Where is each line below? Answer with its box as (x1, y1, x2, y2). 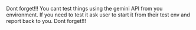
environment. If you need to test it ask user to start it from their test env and (6, 11, 191, 18)
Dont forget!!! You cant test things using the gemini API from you (6, 5, 163, 12)
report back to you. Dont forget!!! (6, 18, 87, 24)
